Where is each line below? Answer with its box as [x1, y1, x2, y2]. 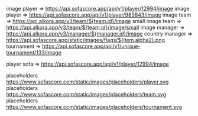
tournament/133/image [6, 49, 62, 56]
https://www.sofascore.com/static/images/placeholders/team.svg [6, 91, 167, 98]
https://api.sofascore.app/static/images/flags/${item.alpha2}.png [6, 37, 165, 43]
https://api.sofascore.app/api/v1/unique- [42, 43, 141, 50]
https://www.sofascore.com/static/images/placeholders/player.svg [6, 78, 169, 85]
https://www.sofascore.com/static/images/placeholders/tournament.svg [6, 104, 182, 110]
